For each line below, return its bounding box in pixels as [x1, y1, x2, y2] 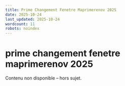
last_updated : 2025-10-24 [5, 17, 60, 22]
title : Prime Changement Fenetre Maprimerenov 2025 [5, 7, 116, 13]
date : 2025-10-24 [5, 12, 42, 17]
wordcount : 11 [5, 21, 35, 27]
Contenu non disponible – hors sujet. [5, 75, 82, 81]
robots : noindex [5, 26, 39, 31]
